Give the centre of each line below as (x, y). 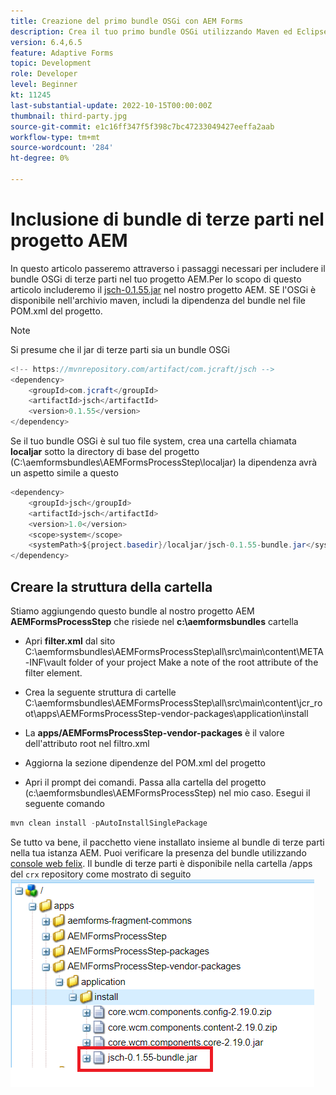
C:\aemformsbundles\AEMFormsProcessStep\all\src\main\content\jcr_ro (173, 703)
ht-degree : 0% (40, 158)
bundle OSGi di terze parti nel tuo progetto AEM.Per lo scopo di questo (156, 279)
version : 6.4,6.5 (46, 42)
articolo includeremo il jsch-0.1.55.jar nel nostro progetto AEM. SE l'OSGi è (163, 289)
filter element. (53, 673)
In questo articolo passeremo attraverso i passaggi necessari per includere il (168, 268)
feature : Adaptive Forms (62, 53)
